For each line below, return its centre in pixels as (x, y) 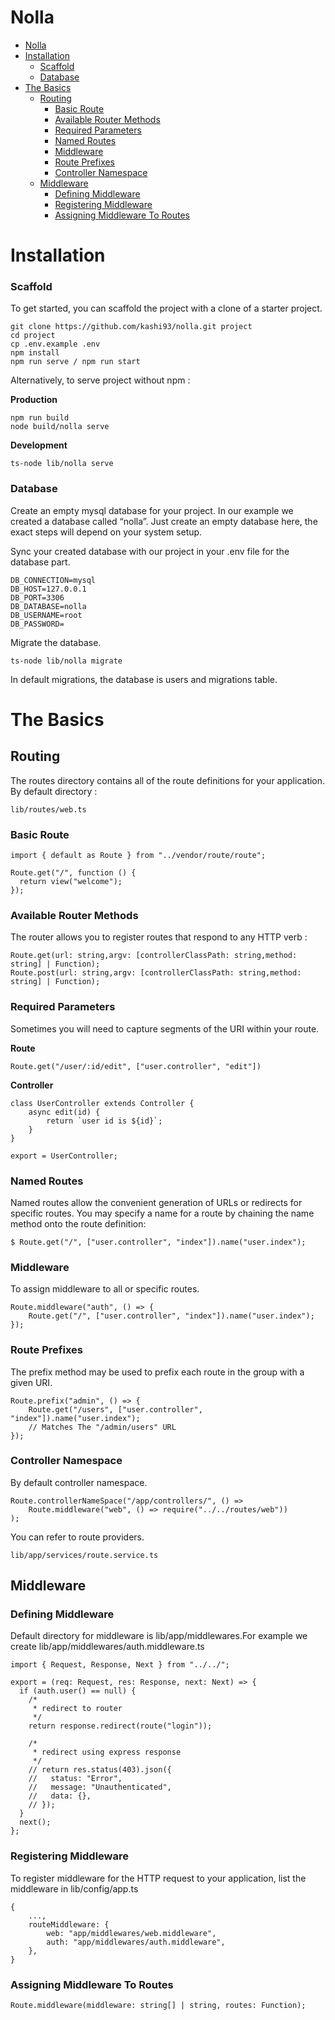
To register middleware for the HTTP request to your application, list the (158, 1878)
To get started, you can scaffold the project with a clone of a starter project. (166, 308)
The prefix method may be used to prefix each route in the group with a (157, 1372)
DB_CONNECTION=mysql (53, 580)
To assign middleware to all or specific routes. (105, 1289)
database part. (40, 562)
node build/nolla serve (60, 427)
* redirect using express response (107, 1752)
